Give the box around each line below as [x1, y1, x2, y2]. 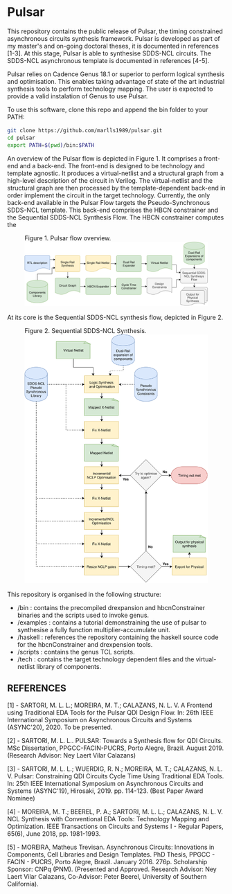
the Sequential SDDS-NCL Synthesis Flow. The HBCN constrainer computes [7, 213, 224, 222]
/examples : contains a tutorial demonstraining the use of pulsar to [17, 618, 206, 627]
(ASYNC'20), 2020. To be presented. [7, 723, 113, 731]
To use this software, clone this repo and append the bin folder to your [7, 105, 208, 114]
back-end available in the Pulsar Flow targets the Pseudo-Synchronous [7, 198, 211, 206]
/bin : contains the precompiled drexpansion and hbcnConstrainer [17, 603, 206, 611]
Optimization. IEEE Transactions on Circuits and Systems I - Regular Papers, [7, 822, 224, 830]
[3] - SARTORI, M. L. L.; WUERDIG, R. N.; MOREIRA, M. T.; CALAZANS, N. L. [7, 765, 223, 773]
